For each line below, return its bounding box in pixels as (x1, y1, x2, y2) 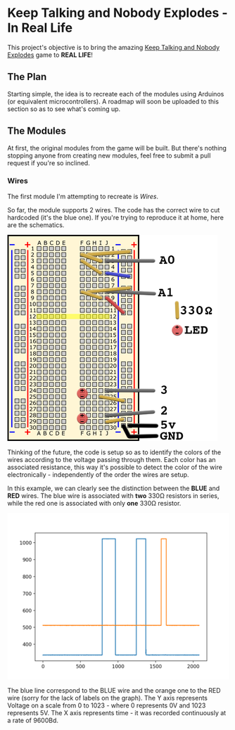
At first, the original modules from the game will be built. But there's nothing (7, 143, 227, 152)
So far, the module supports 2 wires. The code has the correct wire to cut (7, 205, 220, 214)
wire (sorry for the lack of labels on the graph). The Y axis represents (7, 693, 208, 702)
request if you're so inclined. (7, 158, 90, 167)
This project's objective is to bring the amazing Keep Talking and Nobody (7, 43, 220, 51)
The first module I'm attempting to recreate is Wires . (7, 192, 159, 200)
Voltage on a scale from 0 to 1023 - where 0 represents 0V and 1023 (7, 701, 206, 710)
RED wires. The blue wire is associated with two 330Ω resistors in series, (7, 491, 220, 500)
